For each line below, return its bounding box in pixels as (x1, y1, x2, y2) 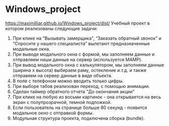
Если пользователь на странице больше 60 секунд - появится (12, 104, 147, 110)
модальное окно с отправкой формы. (12, 109, 94, 116)
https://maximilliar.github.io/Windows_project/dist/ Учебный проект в (5, 20, 150, 26)
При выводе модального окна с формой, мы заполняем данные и (12, 51, 155, 57)
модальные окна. (12, 46, 50, 52)
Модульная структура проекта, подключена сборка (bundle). (12, 115, 145, 121)
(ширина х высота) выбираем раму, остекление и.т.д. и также (12, 67, 147, 73)
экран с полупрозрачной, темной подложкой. (12, 99, 112, 105)
